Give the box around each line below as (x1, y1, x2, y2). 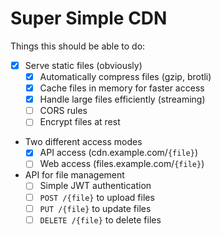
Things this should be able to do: (10, 40, 146, 52)
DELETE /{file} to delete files (39, 213, 162, 226)
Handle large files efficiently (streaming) (39, 93, 206, 106)
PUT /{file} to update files (39, 202, 152, 214)
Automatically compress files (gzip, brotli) (39, 71, 212, 82)
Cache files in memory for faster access (39, 82, 205, 94)
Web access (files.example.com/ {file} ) (39, 158, 205, 170)
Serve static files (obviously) (24, 59, 143, 71)
